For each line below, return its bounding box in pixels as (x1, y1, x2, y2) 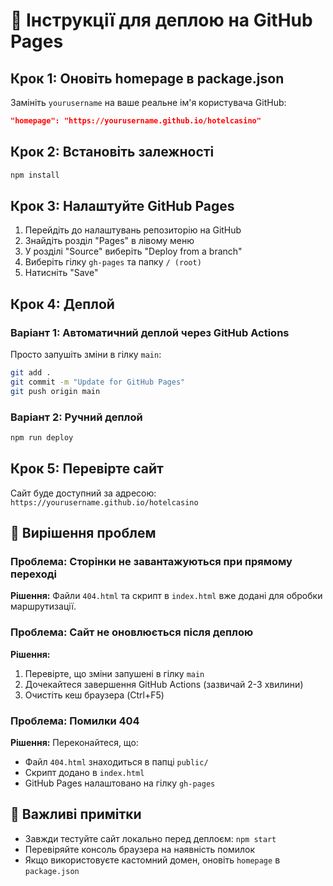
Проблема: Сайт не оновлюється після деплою (10, 625, 254, 639)
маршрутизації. (10, 600, 77, 613)
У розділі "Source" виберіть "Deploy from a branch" (24, 245, 243, 258)
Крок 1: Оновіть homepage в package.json (10, 70, 285, 87)
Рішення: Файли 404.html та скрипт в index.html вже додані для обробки (10, 590, 323, 602)
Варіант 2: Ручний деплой (10, 410, 143, 424)
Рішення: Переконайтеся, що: (10, 736, 139, 748)
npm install (10, 170, 60, 180)
